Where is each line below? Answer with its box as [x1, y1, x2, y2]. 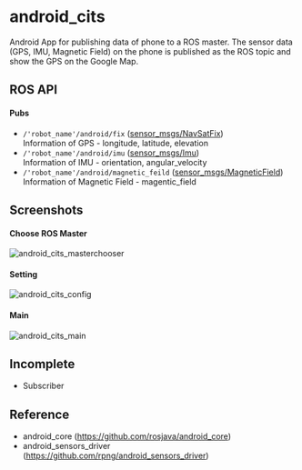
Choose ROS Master [9, 227, 88, 238]
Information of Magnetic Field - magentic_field [22, 175, 197, 187]
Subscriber [22, 380, 65, 392]
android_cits [9, 6, 106, 27]
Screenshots [9, 202, 84, 217]
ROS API [9, 82, 57, 97]
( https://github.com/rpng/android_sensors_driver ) [22, 450, 209, 461]
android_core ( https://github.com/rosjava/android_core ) [22, 431, 232, 442]
